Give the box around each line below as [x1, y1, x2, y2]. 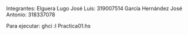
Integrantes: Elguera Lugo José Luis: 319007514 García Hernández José [6, 5, 183, 12]
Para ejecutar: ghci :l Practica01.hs [6, 23, 91, 29]
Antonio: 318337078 [6, 11, 55, 18]
